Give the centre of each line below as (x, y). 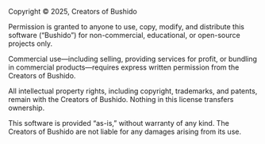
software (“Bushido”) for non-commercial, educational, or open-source (124, 35)
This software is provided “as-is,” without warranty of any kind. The (119, 123)
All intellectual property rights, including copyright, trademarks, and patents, (133, 91)
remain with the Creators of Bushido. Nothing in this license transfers (121, 99)
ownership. (27, 108)
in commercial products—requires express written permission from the (124, 67)
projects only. (31, 44)
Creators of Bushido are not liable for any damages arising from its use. (125, 131)
